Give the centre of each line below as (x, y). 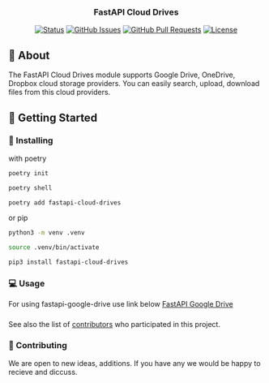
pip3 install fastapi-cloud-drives (68, 262)
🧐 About (29, 55)
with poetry (28, 158)
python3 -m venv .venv (47, 233)
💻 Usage (27, 283)
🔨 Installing (31, 140)
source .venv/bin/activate (54, 247)
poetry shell (30, 188)
